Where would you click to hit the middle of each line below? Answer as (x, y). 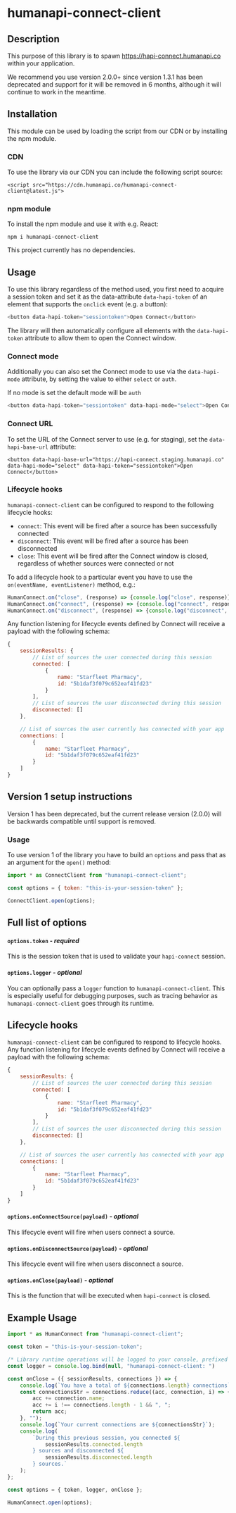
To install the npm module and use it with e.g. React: (83, 224)
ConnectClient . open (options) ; (52, 901)
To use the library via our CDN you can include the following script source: (115, 172)
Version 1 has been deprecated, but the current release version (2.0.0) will (114, 814)
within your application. (41, 63)
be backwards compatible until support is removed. (82, 821)
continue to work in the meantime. (57, 92)
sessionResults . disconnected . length (98, 1457)
